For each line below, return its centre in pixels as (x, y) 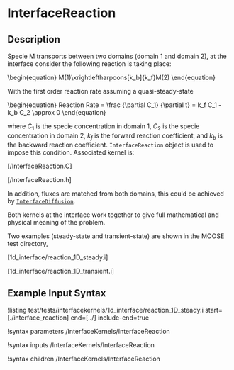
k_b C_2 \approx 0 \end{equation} (57, 112)
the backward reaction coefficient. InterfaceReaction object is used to (111, 145)
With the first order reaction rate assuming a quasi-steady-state (100, 91)
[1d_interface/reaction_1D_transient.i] (61, 271)
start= (214, 310)
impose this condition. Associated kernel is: (71, 152)
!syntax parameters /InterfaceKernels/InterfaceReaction (89, 332)
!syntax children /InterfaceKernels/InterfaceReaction (84, 359)
